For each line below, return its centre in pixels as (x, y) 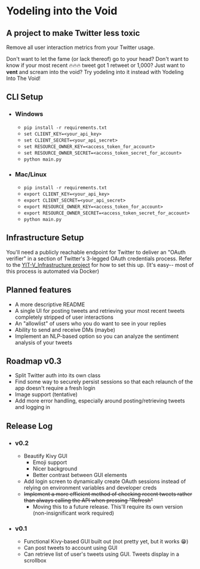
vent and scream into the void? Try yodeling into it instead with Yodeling (95, 72)
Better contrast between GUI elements (80, 475)
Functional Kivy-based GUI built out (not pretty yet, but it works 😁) (106, 542)
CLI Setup (25, 97)
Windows (29, 114)
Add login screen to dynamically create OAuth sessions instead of (105, 481)
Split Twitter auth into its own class (58, 376)
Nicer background (55, 469)
